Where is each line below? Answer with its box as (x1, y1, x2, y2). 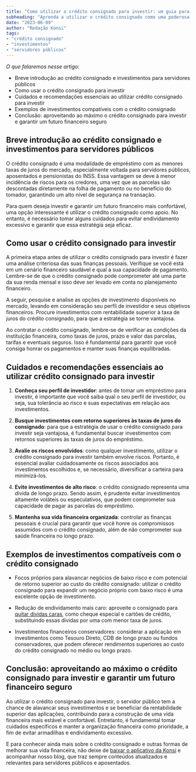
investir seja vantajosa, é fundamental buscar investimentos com (14, 429, 171, 437)
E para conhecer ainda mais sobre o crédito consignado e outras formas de (6, 740, 188, 747)
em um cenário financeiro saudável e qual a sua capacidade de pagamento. (6, 266, 189, 273)
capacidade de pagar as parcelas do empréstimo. (14, 502, 135, 509)
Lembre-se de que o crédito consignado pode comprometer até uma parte (6, 273, 186, 280)
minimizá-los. (14, 472, 48, 479)
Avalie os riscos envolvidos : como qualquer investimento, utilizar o (14, 447, 178, 454)
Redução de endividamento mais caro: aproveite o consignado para (14, 605, 178, 611)
